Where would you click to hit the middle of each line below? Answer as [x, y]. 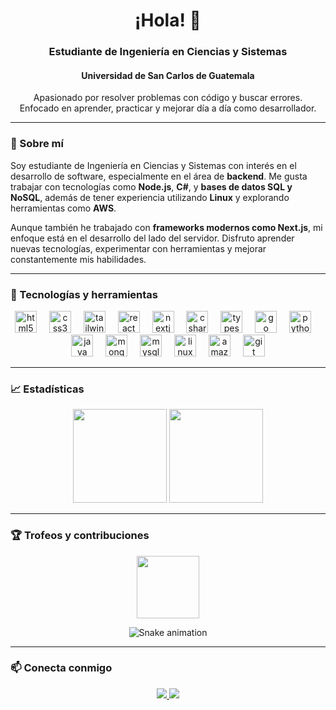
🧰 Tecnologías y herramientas [84, 294]
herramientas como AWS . [63, 208]
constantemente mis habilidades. [78, 259]
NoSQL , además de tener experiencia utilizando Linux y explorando [150, 197]
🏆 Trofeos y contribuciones [80, 536]
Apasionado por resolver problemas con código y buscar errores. [168, 98]
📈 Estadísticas [47, 389]
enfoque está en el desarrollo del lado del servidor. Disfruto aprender [152, 238]
